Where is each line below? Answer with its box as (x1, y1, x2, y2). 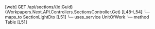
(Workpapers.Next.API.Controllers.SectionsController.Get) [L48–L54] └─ (5, 9, 150, 15)
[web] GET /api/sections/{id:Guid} (5, 4, 73, 10)
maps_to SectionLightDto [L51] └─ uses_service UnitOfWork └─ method (5, 14, 149, 19)
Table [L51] (5, 19, 28, 25)
